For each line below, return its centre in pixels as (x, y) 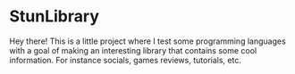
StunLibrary (55, 16)
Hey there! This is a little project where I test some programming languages (147, 41)
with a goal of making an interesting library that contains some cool (133, 50)
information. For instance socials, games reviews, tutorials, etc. (125, 60)
